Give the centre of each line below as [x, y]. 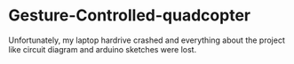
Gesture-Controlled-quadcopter [129, 16]
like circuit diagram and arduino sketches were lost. [103, 49]
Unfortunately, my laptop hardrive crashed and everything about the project [147, 40]
